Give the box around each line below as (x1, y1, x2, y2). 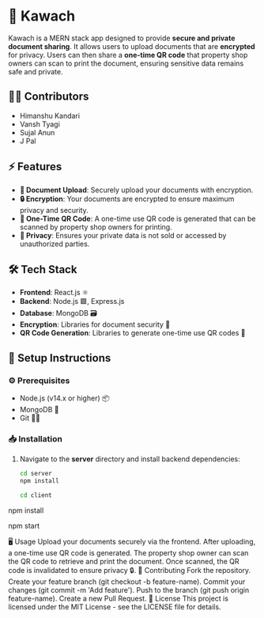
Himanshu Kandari (19, 111, 81, 120)
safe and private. (8, 66, 63, 76)
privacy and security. (19, 205, 89, 214)
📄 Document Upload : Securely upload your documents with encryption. (19, 185, 254, 195)
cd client (19, 491, 53, 499)
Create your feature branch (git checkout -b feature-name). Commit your (8, 577, 246, 586)
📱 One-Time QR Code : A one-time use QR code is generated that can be (19, 214, 256, 223)
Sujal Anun (19, 127, 55, 137)
